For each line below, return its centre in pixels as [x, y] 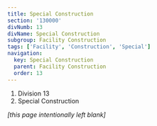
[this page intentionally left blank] [57, 115]
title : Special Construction [50, 14]
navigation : [25, 54]
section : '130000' [34, 21]
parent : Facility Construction [60, 67]
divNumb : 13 [25, 27]
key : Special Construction [54, 60]
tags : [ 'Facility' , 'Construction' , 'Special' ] [79, 47]
